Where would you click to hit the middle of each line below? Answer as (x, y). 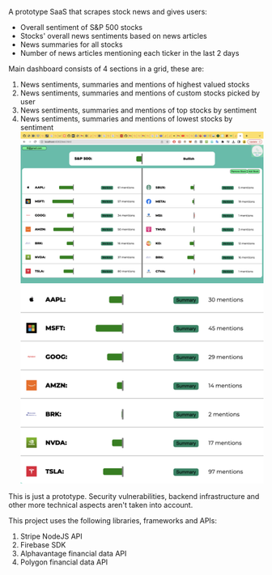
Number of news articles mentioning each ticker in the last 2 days (130, 53)
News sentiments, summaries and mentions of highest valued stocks (135, 85)
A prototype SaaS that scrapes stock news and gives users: (108, 12)
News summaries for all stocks (71, 44)
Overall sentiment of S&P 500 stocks (81, 27)
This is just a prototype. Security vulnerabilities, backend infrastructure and (134, 497)
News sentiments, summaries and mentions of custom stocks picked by (140, 93)
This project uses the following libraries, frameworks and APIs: (113, 521)
